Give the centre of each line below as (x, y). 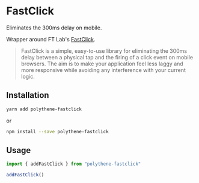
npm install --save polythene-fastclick (58, 131)
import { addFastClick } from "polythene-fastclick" (74, 164)
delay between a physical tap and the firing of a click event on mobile (107, 57)
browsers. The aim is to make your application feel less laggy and (102, 64)
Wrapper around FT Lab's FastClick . (51, 39)
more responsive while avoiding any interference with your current (103, 70)
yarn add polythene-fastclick (44, 109)
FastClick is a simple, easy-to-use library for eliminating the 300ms (104, 51)
